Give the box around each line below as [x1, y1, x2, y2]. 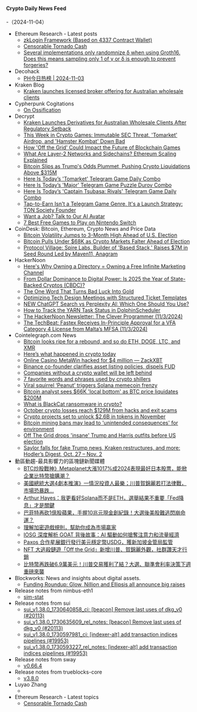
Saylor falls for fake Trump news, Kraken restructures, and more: [23, 445, 181, 452]
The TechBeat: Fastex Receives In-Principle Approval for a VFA [23, 319, 176, 326]
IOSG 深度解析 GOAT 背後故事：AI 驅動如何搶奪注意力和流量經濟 [23, 531, 179, 538]
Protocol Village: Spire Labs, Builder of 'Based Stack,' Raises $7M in [23, 244, 188, 251]
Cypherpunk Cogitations [14, 100, 75, 107]
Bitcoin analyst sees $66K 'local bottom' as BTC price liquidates [23, 388, 178, 395]
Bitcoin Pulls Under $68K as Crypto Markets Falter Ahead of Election [23, 238, 190, 245]
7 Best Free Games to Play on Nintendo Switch [23, 219, 136, 226]
